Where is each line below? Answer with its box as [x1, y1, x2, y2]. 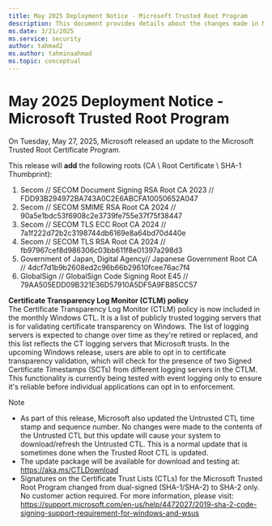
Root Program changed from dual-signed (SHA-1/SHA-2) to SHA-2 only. [19, 482, 260, 492]
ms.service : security [8, 34, 82, 43]
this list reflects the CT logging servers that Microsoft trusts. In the [8, 338, 230, 348]
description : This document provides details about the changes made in [8, 19, 259, 28]
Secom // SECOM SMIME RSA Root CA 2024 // [19, 202, 176, 212]
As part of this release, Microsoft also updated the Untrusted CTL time [19, 413, 255, 423]
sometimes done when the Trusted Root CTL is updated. [19, 447, 209, 457]
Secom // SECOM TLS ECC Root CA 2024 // [19, 219, 167, 229]
